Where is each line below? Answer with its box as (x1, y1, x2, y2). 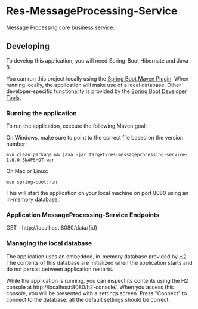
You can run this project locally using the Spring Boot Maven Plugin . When (6, 75, 189, 82)
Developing (6, 41, 49, 51)
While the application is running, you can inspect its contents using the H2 (6, 277, 189, 284)
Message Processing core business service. (6, 24, 115, 31)
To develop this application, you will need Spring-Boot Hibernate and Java (6, 57, 189, 64)
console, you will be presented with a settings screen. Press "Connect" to (6, 289, 187, 296)
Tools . (6, 94, 21, 101)
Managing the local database (6, 239, 92, 248)
